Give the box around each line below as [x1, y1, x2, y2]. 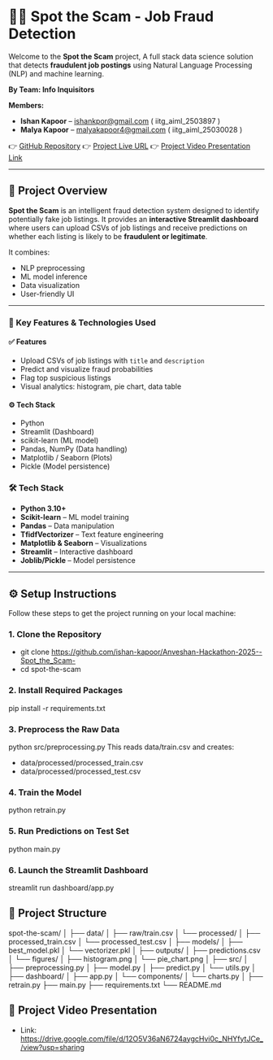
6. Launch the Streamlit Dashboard [8, 864, 149, 875]
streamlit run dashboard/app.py [8, 883, 115, 892]
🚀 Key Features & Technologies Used [8, 316, 157, 328]
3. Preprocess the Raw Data [8, 723, 120, 735]
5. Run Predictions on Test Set [8, 826, 130, 837]
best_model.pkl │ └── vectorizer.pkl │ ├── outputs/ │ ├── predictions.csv [8, 945, 262, 955]
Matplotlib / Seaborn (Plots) [19, 453, 113, 463]
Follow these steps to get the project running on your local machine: [8, 609, 236, 618]
